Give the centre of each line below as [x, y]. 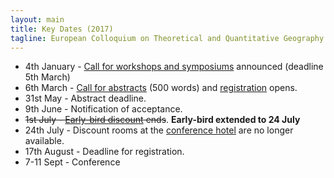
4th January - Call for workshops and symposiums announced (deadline [174, 67]
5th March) [47, 77]
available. [44, 141]
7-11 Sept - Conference [72, 162]
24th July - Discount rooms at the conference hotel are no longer [159, 130]
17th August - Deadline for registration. [104, 152]
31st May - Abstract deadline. [85, 98]
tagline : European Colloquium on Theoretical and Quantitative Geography [167, 38]
